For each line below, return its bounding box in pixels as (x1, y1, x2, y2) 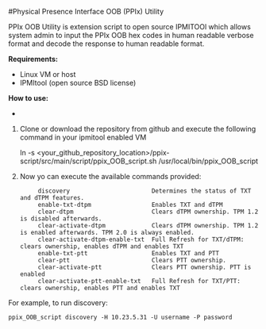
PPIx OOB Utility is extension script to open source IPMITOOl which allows (8, 22, 252, 31)
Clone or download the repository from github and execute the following (19, 124, 256, 133)
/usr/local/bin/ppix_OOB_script (158, 156, 259, 166)
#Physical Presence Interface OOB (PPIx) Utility (8, 7, 164, 16)
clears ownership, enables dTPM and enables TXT (19, 243, 184, 251)
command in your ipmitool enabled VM (19, 132, 147, 142)
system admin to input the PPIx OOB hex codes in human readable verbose (8, 31, 254, 40)
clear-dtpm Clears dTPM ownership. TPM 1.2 (37, 208, 259, 216)
